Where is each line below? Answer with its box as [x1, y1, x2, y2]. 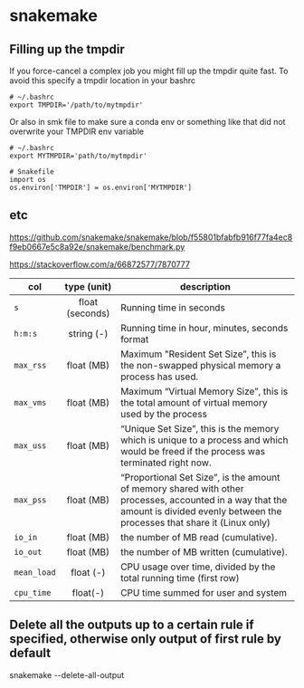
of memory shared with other [120, 482, 244, 494]
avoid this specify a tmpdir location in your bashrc [9, 75, 196, 86]
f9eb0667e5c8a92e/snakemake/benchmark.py [9, 241, 185, 252]
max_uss [14, 440, 47, 451]
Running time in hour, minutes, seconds [120, 321, 289, 334]
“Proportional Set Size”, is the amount [120, 471, 280, 483]
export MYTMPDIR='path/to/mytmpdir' [9, 151, 147, 160]
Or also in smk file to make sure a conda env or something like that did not [9, 117, 286, 127]
